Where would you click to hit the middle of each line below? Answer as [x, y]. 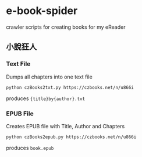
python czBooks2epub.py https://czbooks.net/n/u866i [71, 137]
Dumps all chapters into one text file [49, 77]
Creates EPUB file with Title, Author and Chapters [65, 126]
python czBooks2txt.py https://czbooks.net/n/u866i [70, 87]
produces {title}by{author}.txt [46, 98]
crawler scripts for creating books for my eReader [66, 27]
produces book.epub [30, 148]
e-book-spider [42, 11]
